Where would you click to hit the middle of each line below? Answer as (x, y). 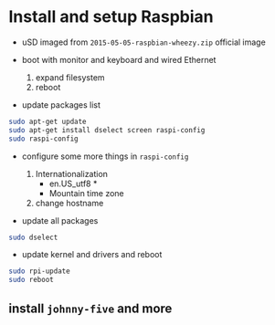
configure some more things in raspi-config (105, 156)
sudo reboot (31, 280)
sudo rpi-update (39, 271)
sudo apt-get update (48, 121)
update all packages (60, 220)
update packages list (61, 105)
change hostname (69, 203)
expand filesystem (70, 77)
